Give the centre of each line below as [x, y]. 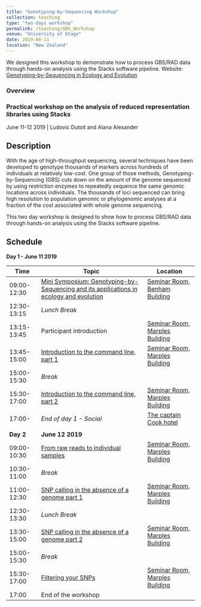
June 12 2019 [62, 434]
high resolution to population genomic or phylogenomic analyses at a [91, 199]
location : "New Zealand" [37, 46]
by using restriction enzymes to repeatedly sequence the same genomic [95, 186]
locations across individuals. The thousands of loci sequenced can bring [96, 192]
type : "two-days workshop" [40, 23]
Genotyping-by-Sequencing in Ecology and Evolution [72, 75]
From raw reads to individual [81, 447]
